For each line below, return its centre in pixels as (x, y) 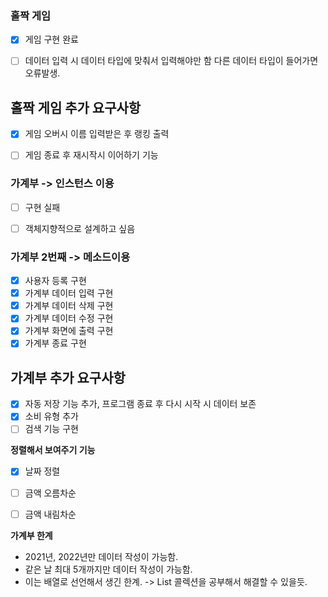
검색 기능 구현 (51, 429)
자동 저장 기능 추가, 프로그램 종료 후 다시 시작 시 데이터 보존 (140, 404)
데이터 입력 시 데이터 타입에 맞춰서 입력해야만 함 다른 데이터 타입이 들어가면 (171, 61)
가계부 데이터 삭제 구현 (69, 306)
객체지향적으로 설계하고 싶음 (80, 228)
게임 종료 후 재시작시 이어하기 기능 (91, 155)
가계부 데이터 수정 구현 (69, 318)
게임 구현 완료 (51, 39)
